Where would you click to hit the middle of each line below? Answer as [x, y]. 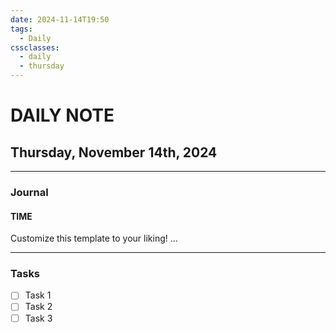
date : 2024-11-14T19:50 [60, 19]
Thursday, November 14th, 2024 [114, 152]
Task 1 [38, 295]
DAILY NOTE [62, 115]
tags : [21, 29]
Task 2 [38, 307]
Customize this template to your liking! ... [94, 238]
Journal [29, 192]
